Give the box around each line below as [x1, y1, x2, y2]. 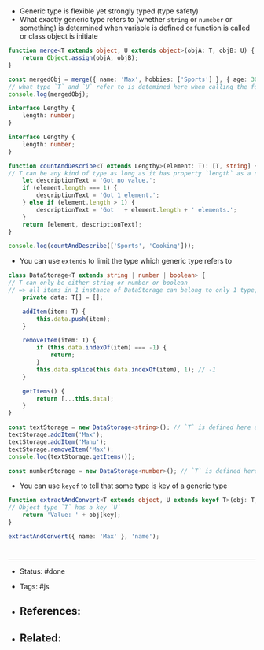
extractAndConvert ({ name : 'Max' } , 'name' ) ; [8, 532, 159, 541]
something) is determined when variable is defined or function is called [19, 23, 250, 33]
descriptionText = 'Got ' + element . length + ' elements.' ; [36, 205, 237, 214]
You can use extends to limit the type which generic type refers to [19, 257, 233, 266]
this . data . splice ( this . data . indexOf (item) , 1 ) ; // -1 [36, 365, 216, 374]
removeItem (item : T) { [22, 337, 97, 345]
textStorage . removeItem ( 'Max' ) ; [8, 445, 114, 453]
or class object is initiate [19, 31, 98, 41]
